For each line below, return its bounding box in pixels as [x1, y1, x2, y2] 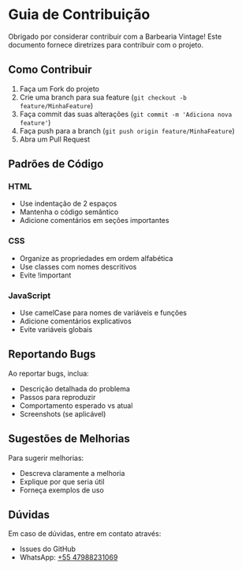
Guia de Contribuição [8, 6, 151, 24]
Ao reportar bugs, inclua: [8, 368, 89, 378]
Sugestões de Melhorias [8, 432, 130, 446]
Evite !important [19, 270, 72, 280]
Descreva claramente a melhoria [19, 468, 125, 478]
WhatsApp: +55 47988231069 [19, 553, 118, 562]
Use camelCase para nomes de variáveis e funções [19, 308, 188, 318]
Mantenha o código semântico [19, 207, 119, 217]
